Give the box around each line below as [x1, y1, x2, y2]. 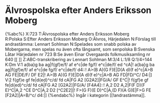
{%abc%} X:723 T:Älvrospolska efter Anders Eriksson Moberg [5, 31, 129, 37]
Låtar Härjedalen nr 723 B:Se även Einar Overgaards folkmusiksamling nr [5, 51, 151, 57]
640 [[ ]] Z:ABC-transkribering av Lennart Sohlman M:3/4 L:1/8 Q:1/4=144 [5, 56, 152, 62]
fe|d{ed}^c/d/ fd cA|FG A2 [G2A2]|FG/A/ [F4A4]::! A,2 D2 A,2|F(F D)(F [5, 82, 145, 88]
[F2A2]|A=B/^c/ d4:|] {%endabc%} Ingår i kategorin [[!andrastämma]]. [5, 92, 146, 98]
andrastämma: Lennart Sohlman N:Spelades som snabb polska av [5, 41, 137, 47]
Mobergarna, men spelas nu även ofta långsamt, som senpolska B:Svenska [5, 46, 155, 52]
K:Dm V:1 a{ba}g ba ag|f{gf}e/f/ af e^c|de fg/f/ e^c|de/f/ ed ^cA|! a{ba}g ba [5, 62, 155, 67]
